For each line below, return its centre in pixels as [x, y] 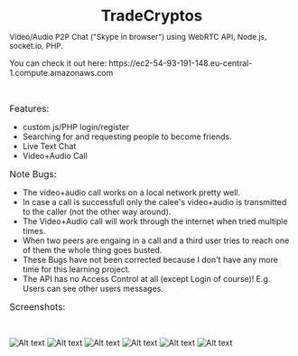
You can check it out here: [58, 63]
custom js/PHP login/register [76, 127]
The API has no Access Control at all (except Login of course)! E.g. [146, 279]
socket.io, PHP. [36, 46]
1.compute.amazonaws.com [61, 73]
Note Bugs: [33, 174]
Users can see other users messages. [93, 288]
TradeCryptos [152, 15]
